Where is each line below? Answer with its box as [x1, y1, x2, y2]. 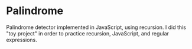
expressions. [6, 36, 37, 43]
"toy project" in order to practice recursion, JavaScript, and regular [6, 30, 170, 37]
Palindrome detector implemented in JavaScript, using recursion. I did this [6, 24, 186, 31]
